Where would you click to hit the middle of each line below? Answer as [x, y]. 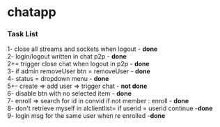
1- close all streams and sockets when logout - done [82, 49]
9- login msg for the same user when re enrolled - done [86, 116]
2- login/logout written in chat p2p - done [67, 57]
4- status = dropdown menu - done [58, 79]
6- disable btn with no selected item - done [70, 94]
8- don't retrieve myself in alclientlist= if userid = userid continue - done [110, 108]
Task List [23, 34]
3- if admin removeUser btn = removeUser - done [79, 71]
